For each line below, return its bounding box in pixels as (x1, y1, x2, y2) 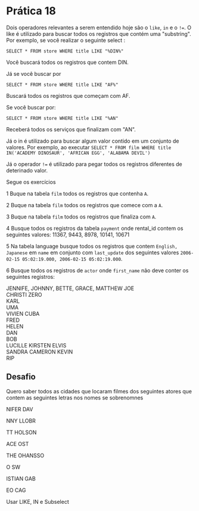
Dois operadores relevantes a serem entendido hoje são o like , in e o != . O (6, 24, 192, 31)
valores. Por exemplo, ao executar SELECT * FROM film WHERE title (6, 143, 172, 150)
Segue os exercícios (6, 178, 56, 186)
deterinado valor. (6, 167, 48, 174)
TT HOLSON (6, 429, 37, 436)
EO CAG (6, 487, 26, 494)
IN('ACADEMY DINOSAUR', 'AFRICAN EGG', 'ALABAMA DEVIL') (6, 150, 151, 156)
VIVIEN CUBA (6, 310, 40, 317)
